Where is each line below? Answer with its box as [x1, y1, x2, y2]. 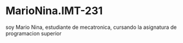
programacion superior [5, 29, 62, 37]
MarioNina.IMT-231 [5, 4, 103, 18]
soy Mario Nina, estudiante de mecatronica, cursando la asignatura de [5, 24, 177, 31]
